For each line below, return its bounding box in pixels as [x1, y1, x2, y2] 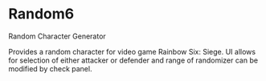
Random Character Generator [8, 31, 106, 41]
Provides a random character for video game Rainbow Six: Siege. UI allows [8, 47, 256, 56]
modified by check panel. [8, 63, 92, 73]
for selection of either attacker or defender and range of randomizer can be [8, 55, 259, 65]
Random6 [8, 5, 75, 23]
